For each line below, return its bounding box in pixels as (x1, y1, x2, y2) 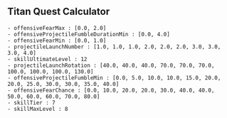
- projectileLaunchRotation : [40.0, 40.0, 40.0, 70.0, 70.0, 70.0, (7, 62, 215, 69)
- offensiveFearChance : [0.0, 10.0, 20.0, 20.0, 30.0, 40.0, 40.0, (7, 87, 215, 94)
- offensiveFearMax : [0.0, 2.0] (7, 24, 107, 31)
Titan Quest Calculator (7, 6, 110, 18)
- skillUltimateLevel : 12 (7, 55, 88, 63)
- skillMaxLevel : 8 (7, 105, 69, 112)
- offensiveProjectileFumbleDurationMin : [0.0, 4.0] (7, 31, 171, 38)
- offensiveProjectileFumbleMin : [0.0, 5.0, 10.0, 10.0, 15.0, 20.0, (7, 74, 221, 81)
